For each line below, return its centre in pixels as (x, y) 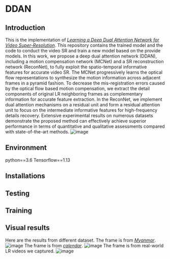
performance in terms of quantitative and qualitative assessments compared (85, 126)
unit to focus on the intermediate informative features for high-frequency (81, 110)
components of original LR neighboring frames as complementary (74, 94)
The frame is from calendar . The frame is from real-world (94, 245)
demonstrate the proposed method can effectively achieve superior (76, 121)
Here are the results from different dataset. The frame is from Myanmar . (81, 240)
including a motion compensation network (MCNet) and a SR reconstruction (84, 61)
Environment (26, 148)
